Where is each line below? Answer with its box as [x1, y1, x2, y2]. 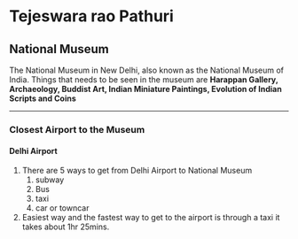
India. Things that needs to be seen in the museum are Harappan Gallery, [9, 74, 278, 85]
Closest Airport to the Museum [9, 123, 145, 135]
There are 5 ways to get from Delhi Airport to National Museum [21, 166, 253, 176]
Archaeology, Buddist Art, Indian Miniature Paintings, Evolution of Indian [9, 84, 282, 94]
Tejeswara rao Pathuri [9, 6, 175, 27]
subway [35, 174, 65, 185]
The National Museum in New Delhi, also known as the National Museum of [9, 65, 285, 75]
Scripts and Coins [9, 93, 77, 104]
